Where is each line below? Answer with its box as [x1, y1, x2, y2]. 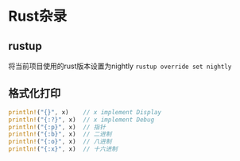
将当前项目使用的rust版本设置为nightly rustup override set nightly [8, 61, 232, 71]
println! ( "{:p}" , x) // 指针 [8, 123, 106, 131]
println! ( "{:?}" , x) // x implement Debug [8, 116, 155, 124]
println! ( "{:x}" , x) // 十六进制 [8, 145, 118, 153]
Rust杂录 [8, 7, 68, 25]
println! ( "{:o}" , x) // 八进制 [8, 138, 112, 146]
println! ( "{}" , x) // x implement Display [8, 108, 161, 116]
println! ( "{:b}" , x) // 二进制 [8, 130, 112, 139]
